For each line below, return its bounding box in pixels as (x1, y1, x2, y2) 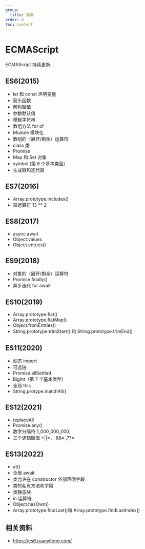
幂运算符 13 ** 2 (12, 202, 47, 208)
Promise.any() (12, 422, 43, 428)
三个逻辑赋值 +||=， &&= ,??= (12, 435, 75, 441)
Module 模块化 (12, 129, 44, 135)
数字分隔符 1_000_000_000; (12, 428, 71, 434)
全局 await (12, 469, 35, 476)
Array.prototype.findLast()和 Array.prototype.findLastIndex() (12, 507, 140, 513)
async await (12, 230, 38, 237)
